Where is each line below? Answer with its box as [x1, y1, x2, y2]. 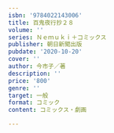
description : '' [8, 70, 61, 77]
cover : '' [8, 56, 41, 63]
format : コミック [8, 99, 61, 106]
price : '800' [8, 77, 51, 84]
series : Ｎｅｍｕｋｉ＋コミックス [8, 33, 107, 41]
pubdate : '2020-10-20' [8, 48, 83, 56]
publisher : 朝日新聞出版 [8, 41, 83, 49]
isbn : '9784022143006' [8, 11, 83, 20]
